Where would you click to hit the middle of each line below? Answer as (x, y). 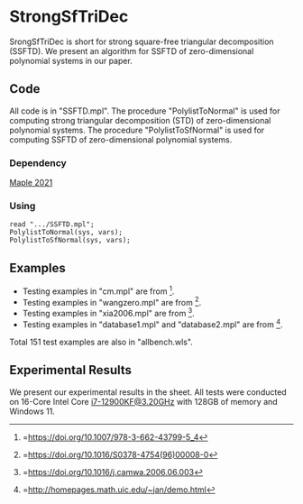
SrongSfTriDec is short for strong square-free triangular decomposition (142, 41)
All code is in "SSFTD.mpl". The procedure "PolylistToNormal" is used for (145, 111)
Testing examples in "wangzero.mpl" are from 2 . (112, 301)
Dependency (38, 162)
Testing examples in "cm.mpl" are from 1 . (98, 290)
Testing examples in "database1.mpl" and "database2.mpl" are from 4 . (152, 324)
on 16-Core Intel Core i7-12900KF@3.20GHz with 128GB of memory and (143, 401)
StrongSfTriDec (69, 17)
